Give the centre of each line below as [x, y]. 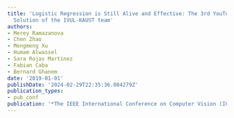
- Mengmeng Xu [28, 46]
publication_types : [36, 91]
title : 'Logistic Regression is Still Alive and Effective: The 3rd [109, 14]
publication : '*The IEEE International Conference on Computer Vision [112, 104]
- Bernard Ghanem [32, 71]
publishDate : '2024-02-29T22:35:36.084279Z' [73, 85]
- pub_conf [23, 98]
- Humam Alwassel [32, 53]
